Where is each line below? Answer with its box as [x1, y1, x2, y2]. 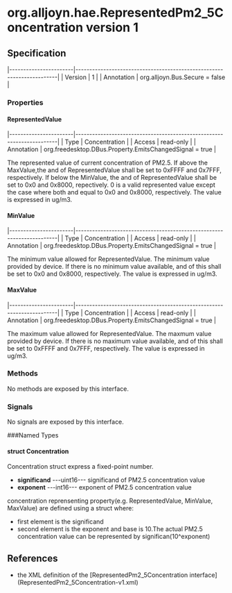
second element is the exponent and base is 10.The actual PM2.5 [17, 525, 203, 533]
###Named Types [7, 431, 59, 440]
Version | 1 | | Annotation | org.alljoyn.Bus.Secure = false [64, 73, 226, 81]
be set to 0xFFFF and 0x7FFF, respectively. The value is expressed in [7, 344, 205, 352]
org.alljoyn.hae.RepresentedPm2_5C [7, 5, 224, 21]
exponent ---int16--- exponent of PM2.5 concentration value [17, 483, 192, 492]
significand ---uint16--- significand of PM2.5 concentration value [17, 476, 206, 484]
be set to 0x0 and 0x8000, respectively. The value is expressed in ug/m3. [7, 269, 217, 278]
